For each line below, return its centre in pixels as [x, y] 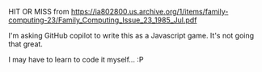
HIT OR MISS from [39, 12]
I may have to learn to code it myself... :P [76, 60]
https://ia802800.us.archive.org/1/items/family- [150, 12]
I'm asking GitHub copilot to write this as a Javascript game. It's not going [131, 36]
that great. [25, 44]
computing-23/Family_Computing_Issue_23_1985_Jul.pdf [103, 20]
